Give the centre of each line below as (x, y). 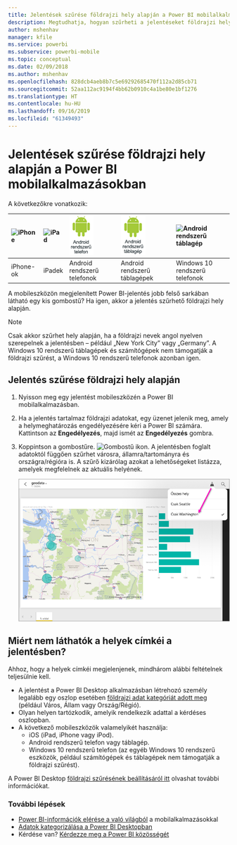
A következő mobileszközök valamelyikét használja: (93, 727)
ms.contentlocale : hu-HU (44, 104)
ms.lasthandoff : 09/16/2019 (49, 111)
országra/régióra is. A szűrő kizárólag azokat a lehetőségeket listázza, (120, 461)
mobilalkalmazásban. (49, 404)
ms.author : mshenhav (38, 74)
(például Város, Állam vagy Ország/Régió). (79, 705)
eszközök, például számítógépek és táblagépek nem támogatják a (124, 757)
